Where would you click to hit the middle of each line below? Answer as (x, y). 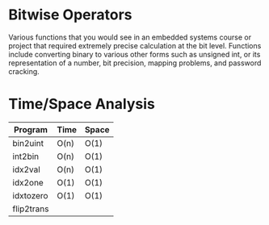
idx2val (26, 169)
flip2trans (31, 209)
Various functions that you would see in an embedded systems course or (130, 37)
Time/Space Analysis (82, 104)
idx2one (28, 182)
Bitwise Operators (70, 15)
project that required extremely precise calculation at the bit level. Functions (135, 45)
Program (31, 129)
